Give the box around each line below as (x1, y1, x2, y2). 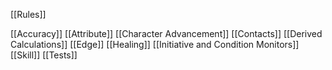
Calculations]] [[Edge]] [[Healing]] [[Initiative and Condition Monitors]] (10, 39, 300, 50)
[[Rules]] (10, 9, 47, 20)
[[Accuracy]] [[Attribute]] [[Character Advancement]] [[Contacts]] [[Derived (10, 28, 323, 39)
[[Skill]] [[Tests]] (10, 49, 78, 61)
